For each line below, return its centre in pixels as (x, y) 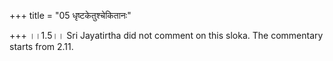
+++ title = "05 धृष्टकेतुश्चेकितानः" (70, 15)
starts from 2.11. (41, 46)
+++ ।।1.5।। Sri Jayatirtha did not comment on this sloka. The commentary (166, 35)
